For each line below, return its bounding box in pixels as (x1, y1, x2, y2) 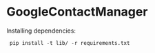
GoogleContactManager (6, 4, 148, 20)
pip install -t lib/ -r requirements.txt (9, 39, 130, 46)
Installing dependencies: (6, 26, 76, 35)
